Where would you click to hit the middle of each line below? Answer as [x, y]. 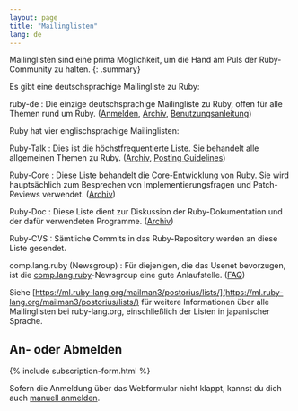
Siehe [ [22, 293]
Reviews [25, 195]
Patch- [265, 185]
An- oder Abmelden [66, 350]
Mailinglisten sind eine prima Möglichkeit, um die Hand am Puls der [133, 60]
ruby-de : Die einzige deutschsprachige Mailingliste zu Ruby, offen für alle [146, 104]
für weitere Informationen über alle [206, 302]
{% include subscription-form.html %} [80, 371]
